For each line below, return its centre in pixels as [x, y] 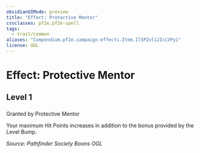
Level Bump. [22, 132]
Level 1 [19, 97]
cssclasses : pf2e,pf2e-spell [43, 23]
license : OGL [23, 46]
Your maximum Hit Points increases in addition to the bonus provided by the [100, 126]
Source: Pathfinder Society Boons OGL [54, 144]
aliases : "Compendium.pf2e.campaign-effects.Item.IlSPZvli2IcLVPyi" [94, 40]
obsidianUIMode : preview [37, 12]
